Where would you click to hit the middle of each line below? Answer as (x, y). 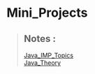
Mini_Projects (47, 13)
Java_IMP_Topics (49, 55)
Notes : (40, 39)
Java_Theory (42, 63)
